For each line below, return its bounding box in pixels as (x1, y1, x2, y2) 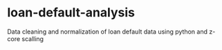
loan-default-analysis (7, 5, 135, 21)
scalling (21, 34, 44, 42)
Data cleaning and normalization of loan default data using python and (7, 27, 208, 36)
